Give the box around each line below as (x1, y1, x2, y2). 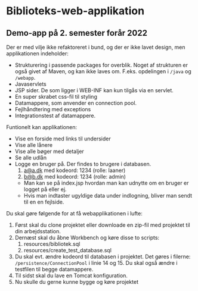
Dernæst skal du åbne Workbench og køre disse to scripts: (14, 234, 160, 241)
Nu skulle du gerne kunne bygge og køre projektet (14, 279, 139, 285)
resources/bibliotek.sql (23, 240, 81, 248)
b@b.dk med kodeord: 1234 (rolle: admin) (23, 173, 126, 180)
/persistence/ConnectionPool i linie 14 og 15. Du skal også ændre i (14, 259, 178, 266)
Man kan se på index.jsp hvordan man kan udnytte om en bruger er (23, 180, 189, 186)
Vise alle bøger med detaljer (14, 148, 85, 155)
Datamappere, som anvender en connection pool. (14, 99, 137, 107)
